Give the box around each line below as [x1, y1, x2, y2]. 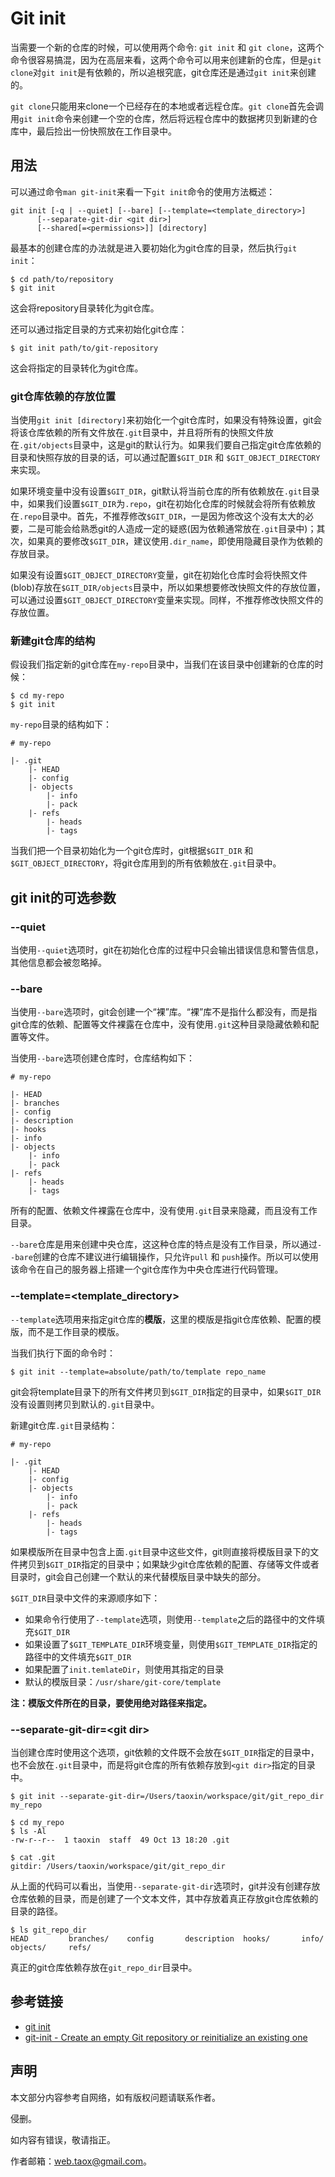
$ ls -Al [10, 1826, 47, 1836]
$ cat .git [10, 1852, 56, 1862]
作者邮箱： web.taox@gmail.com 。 [10, 2155, 152, 2167]
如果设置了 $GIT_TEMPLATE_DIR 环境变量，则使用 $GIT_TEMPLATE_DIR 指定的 [24, 1638, 318, 1650]
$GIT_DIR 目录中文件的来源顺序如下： [10, 1592, 161, 1604]
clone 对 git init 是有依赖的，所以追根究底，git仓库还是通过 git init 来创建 [10, 66, 317, 78]
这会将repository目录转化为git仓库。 [10, 302, 160, 314]
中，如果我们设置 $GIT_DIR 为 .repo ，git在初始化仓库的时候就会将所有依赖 [10, 498, 307, 510]
